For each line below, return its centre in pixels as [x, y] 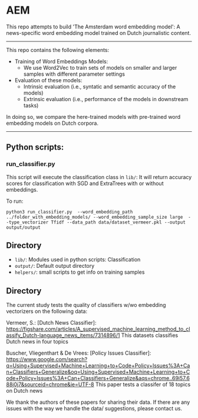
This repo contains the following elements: [58, 50]
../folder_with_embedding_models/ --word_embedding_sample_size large [95, 217]
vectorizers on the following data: [47, 312]
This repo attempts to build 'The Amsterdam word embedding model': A [93, 27]
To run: [15, 201]
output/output [24, 227]
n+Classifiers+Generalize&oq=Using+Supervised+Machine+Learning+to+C [98, 372]
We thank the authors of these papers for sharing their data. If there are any [98, 402]
